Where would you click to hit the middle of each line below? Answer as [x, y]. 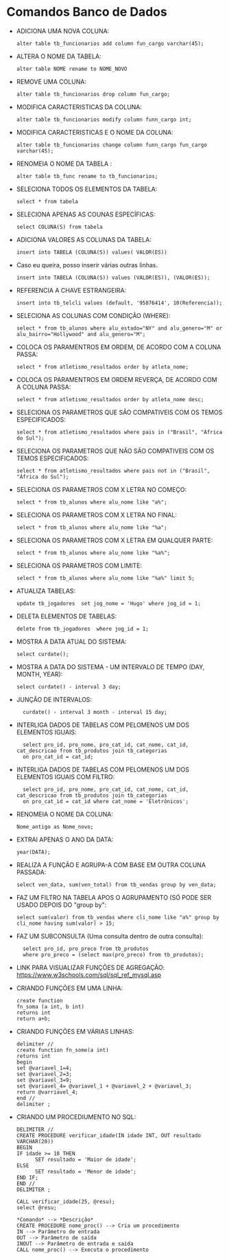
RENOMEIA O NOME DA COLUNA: [65, 814]
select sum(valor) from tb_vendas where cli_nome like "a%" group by [118, 917]
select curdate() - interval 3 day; [69, 687]
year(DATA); [33, 852]
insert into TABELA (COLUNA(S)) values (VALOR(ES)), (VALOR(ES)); [113, 278]
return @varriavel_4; [47, 1092]
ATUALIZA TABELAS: [46, 591]
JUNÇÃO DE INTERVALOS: [54, 699]
